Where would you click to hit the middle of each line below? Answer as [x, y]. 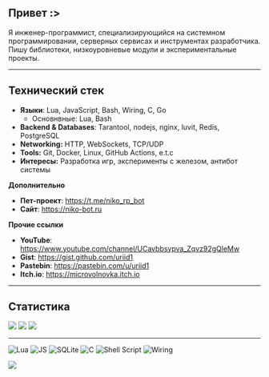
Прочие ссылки [36, 224]
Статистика [39, 307]
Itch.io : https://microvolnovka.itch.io [80, 274]
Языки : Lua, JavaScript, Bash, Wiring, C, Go [93, 110]
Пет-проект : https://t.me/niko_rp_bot [82, 200]
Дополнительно [37, 185]
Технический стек [56, 91]
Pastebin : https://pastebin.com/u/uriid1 [84, 265]
